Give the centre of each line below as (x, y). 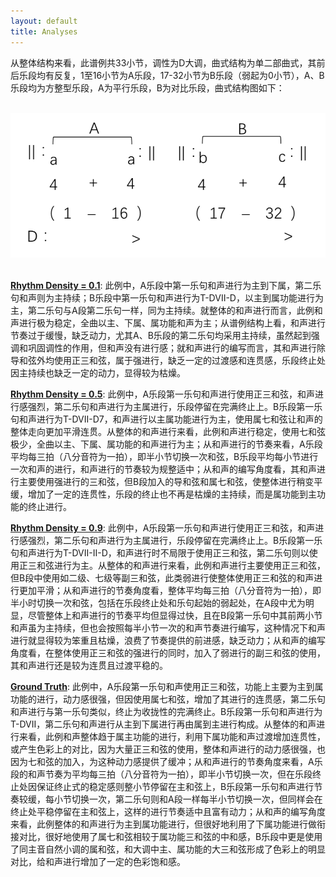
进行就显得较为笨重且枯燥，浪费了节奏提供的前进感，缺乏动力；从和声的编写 (168, 641)
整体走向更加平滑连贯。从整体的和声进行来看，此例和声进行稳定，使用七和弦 (168, 432)
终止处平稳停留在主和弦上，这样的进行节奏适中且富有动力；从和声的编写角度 (168, 812)
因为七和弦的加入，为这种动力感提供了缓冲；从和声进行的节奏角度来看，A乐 (166, 762)
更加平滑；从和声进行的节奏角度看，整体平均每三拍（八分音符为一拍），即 (170, 591)
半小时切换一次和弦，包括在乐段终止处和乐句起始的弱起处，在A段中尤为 (158, 603)
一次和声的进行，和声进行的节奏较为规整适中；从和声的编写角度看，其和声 (163, 469)
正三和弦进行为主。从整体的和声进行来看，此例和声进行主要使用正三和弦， (172, 566)
